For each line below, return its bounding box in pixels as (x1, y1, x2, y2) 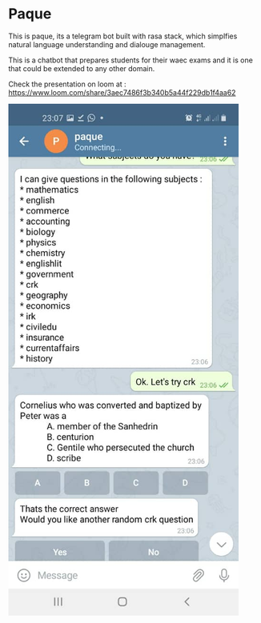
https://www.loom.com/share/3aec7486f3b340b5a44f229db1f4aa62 (8, 87, 236, 97)
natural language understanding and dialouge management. (8, 39, 206, 49)
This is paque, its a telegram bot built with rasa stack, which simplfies (8, 31, 238, 41)
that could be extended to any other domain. (8, 63, 155, 73)
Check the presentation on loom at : (8, 79, 126, 89)
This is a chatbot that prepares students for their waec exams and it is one (8, 55, 254, 65)
